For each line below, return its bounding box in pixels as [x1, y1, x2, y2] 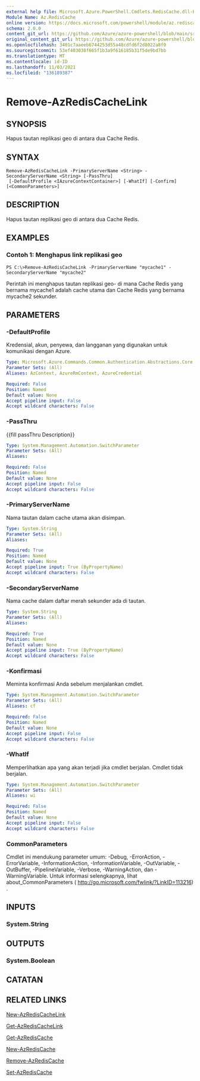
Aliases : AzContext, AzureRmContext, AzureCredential [6, 370, 143, 376]
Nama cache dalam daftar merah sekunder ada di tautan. [6, 597, 146, 605]
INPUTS [6, 902, 36, 912]
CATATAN [6, 975, 43, 985]
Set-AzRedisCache [6, 1068, 52, 1076]
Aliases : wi [6, 792, 36, 799]
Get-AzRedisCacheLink [6, 1022, 64, 1029]
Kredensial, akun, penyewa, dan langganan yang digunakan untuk [6, 341, 168, 349]
